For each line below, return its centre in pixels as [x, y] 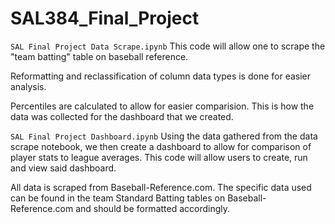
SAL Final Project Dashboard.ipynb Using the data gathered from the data [164, 136]
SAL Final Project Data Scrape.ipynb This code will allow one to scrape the [168, 46]
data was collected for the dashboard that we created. [122, 116]
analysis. [28, 86]
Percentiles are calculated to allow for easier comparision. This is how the [162, 106]
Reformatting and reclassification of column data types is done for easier [161, 76]
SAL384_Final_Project [105, 18]
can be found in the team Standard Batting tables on [118, 198]
